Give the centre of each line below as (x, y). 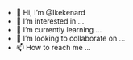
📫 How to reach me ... (53, 47)
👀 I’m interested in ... (50, 21)
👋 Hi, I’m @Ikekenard (51, 13)
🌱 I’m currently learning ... (59, 30)
